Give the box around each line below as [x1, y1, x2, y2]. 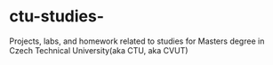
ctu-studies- [9, 6, 105, 27]
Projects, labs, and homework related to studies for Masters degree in [9, 36, 265, 46]
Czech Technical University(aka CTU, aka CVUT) [9, 45, 189, 55]
